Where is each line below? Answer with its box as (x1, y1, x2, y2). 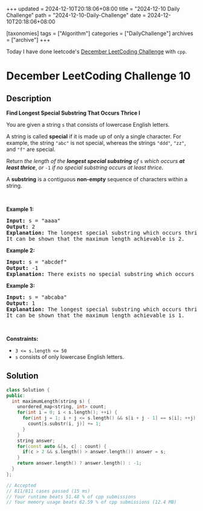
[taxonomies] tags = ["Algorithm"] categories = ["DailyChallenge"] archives (6, 30, 193, 37)
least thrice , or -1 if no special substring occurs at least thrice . (6, 164, 164, 171)
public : (6, 392, 26, 399)
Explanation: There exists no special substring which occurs (6, 271, 195, 278)
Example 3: (6, 282, 35, 289)
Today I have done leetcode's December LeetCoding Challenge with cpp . (6, 48, 187, 55)
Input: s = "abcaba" (6, 294, 68, 301)
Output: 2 (6, 224, 35, 230)
